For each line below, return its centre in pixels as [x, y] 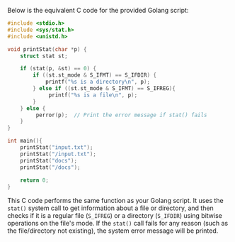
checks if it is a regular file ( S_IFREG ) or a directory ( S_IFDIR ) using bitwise [115, 216]
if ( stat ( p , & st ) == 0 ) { [58, 69]
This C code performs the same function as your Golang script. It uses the [116, 201]
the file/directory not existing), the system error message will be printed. [113, 231]
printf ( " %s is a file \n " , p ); [93, 95]
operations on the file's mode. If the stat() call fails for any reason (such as [118, 224]
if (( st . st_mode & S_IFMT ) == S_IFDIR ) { [95, 75]
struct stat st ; [44, 56]
